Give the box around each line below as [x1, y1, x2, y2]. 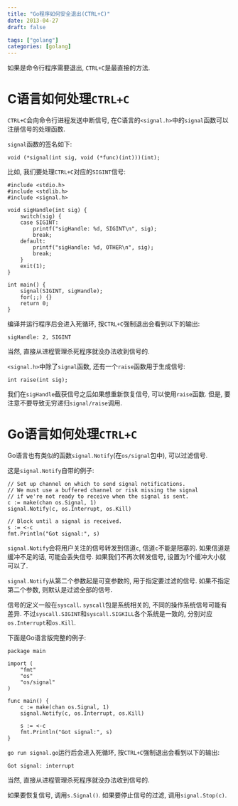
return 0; [20, 300, 50, 307]
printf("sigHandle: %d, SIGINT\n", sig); [33, 226, 158, 233]
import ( [7, 660, 33, 667]
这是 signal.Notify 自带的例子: [7, 467, 94, 474]
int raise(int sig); [7, 376, 69, 384]
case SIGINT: [20, 219, 59, 226]
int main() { [7, 282, 46, 289]
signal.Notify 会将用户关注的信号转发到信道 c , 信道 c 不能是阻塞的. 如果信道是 [7, 543, 231, 552]
